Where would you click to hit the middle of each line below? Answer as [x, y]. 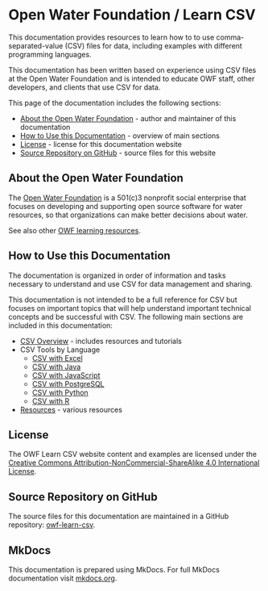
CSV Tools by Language [60, 350]
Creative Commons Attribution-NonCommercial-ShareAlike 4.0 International [134, 463]
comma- [230, 37]
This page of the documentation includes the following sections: [115, 103]
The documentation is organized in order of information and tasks [118, 275]
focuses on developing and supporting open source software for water [126, 206]
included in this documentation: [60, 325]
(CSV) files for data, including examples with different [154, 45]
